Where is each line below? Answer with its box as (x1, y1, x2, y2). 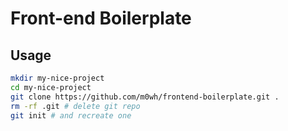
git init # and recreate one (10, 110, 132, 121)
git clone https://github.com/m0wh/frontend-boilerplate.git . (10, 92, 280, 102)
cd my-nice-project (10, 82, 92, 92)
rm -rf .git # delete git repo (10, 101, 141, 111)
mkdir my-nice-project (10, 73, 105, 83)
